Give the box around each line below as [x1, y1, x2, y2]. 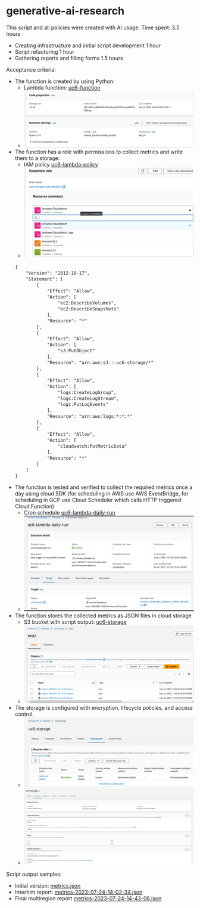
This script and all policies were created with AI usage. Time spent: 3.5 [6, 24, 180, 31]
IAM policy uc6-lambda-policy [23, 161, 98, 168]
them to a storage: [14, 154, 60, 162]
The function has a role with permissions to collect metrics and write [14, 148, 183, 155]
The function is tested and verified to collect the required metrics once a [14, 484, 193, 491]
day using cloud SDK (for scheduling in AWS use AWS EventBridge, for [14, 490, 189, 497]
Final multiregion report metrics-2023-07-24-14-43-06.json [14, 895, 162, 902]
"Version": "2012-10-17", [26, 270, 90, 276]
